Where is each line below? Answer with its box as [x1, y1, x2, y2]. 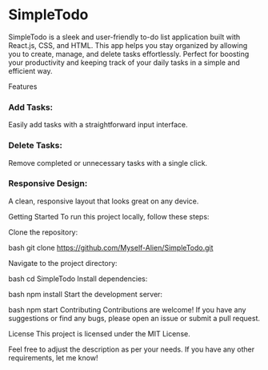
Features [8, 82, 38, 91]
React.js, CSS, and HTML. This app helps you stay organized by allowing [8, 40, 248, 50]
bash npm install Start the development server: [8, 289, 162, 299]
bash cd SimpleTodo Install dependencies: [8, 274, 148, 284]
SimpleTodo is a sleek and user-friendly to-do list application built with [8, 32, 241, 42]
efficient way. [8, 66, 54, 75]
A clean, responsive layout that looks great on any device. [8, 196, 199, 206]
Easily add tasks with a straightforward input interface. [8, 120, 188, 130]
